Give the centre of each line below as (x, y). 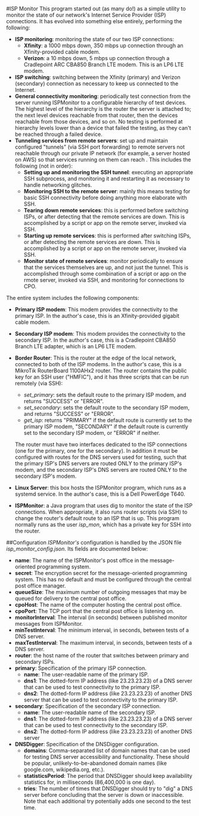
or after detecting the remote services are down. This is (92, 242)
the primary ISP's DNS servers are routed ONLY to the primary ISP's (98, 463)
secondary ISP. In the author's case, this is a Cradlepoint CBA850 (95, 340)
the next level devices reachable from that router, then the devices (96, 115)
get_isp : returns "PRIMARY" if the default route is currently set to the (108, 420)
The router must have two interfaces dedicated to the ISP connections (101, 444)
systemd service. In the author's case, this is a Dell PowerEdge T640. (100, 494)
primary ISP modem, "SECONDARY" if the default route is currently (106, 426)
